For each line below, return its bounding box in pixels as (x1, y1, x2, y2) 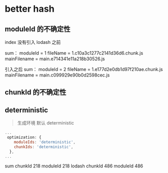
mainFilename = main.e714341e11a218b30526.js (5, 56, 105, 62)
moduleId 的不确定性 (5, 24, 71, 33)
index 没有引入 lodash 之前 (5, 39, 61, 45)
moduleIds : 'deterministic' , (14, 139, 76, 144)
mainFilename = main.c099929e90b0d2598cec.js (5, 72, 110, 78)
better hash (5, 3, 54, 15)
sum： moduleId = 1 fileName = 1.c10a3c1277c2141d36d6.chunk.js (5, 50, 144, 56)
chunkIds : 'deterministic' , (14, 144, 73, 150)
